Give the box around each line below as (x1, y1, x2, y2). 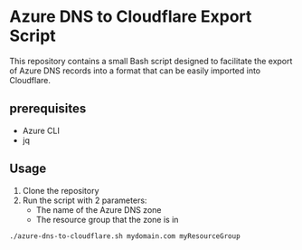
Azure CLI (22, 125, 61, 136)
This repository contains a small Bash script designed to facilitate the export (9, 55, 293, 66)
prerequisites (9, 101, 87, 117)
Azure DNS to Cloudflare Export (9, 6, 252, 27)
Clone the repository (22, 185, 99, 196)
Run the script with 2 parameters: (22, 195, 147, 206)
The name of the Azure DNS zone (35, 204, 162, 215)
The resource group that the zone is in (35, 214, 179, 225)
